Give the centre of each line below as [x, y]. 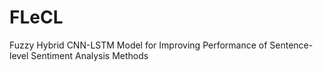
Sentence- [291, 45]
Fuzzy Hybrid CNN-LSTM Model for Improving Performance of [138, 45]
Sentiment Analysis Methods [89, 55]
